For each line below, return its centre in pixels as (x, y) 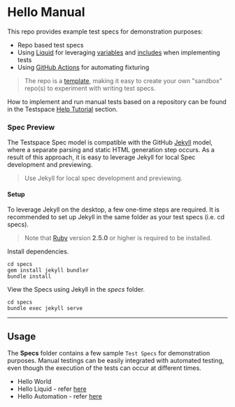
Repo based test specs (50, 45)
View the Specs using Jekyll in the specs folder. (76, 290)
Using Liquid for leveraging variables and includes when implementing (119, 52)
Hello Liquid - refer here (52, 389)
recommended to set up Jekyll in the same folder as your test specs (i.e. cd (116, 217)
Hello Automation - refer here (60, 397)
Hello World (34, 382)
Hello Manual (46, 12)
